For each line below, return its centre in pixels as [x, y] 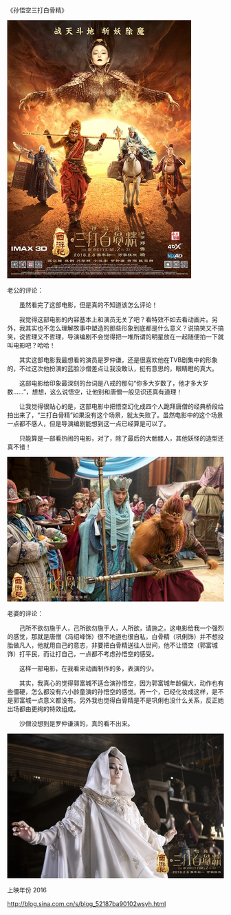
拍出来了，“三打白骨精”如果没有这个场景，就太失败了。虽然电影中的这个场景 [115, 415]
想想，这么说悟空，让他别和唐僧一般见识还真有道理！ [107, 392]
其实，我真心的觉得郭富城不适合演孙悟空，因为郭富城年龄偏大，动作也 [118, 683]
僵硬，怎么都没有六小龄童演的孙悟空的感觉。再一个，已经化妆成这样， [112, 692]
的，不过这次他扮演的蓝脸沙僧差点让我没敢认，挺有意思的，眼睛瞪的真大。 [112, 368]
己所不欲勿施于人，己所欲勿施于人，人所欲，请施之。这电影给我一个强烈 [121, 628]
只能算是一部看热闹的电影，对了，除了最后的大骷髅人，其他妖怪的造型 [118, 438]
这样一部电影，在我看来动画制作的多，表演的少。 [88, 669]
